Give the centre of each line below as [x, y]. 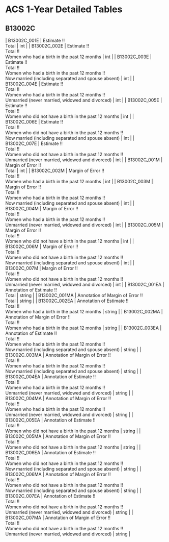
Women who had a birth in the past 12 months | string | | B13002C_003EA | [83, 328]
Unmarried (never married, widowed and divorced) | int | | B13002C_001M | [84, 160]
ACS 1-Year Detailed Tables [64, 9]
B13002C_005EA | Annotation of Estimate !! [50, 420]
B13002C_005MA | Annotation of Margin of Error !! [58, 436]
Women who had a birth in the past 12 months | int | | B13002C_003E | [78, 57]
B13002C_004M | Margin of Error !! [42, 208]
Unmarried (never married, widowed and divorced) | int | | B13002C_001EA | [85, 285]
